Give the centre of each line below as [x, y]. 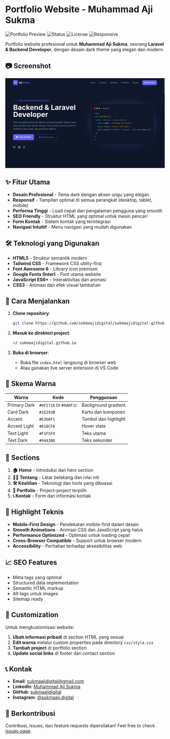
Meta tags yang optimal [37, 577]
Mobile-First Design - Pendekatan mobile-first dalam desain [76, 524]
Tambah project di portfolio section [50, 648]
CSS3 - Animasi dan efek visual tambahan [57, 285]
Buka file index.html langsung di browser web [68, 362]
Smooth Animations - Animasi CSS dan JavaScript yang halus [78, 530]
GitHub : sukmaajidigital [37, 692]
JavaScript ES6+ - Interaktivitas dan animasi [59, 280]
